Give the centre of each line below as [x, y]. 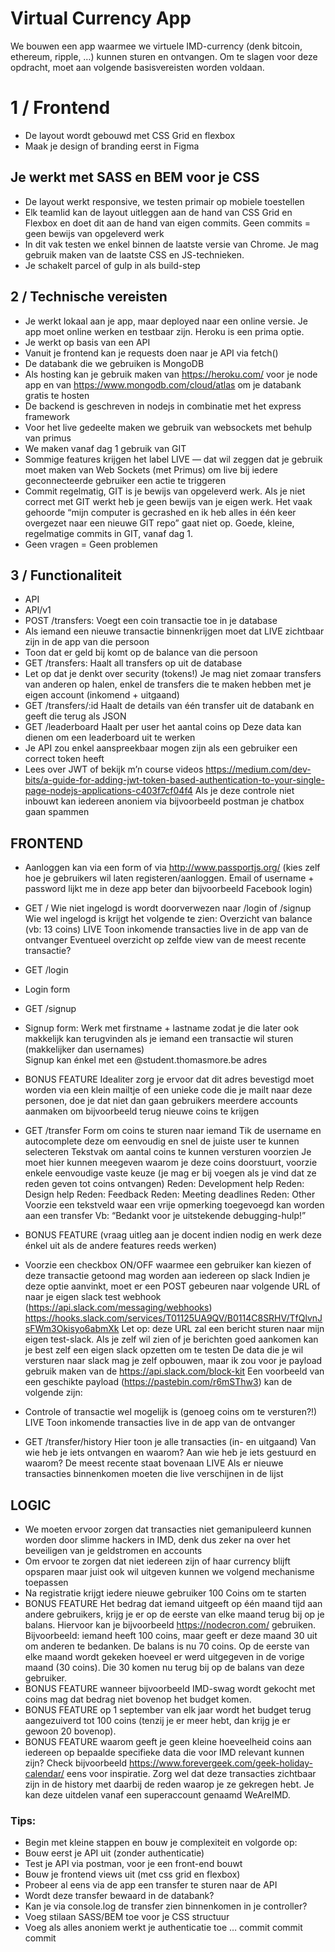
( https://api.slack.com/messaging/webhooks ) [118, 1308]
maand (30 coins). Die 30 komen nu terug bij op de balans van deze [164, 1667]
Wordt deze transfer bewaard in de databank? [119, 1896]
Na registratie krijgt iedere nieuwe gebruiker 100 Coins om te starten [165, 1593]
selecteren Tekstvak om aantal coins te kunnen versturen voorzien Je [168, 1152]
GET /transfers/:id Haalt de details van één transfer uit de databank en [169, 706]
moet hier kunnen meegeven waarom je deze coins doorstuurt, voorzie [171, 1163]
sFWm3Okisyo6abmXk [72, 1329]
